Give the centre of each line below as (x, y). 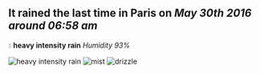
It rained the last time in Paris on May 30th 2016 (130, 13)
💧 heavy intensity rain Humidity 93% (69, 45)
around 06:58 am (53, 26)
